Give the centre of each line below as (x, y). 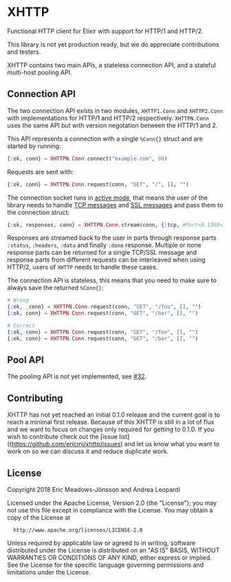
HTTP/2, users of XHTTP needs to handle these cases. (82, 267)
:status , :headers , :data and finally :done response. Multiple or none (104, 245)
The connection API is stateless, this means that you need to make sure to (112, 280)
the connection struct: (38, 212)
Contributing (35, 398)
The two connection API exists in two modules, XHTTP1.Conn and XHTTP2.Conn (115, 110)
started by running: (34, 146)
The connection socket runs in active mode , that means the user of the (108, 198)
